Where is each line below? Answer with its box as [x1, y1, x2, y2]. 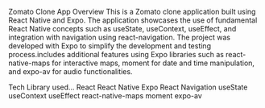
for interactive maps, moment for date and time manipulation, [52, 58, 255, 68]
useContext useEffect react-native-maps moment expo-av [8, 91, 203, 100]
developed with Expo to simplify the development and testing [8, 41, 212, 51]
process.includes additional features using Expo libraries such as [8, 50, 224, 59]
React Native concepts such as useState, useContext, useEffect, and [8, 24, 237, 33]
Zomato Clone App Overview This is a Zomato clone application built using [8, 7, 256, 16]
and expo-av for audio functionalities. [8, 67, 133, 76]
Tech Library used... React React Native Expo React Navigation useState [8, 82, 248, 92]
